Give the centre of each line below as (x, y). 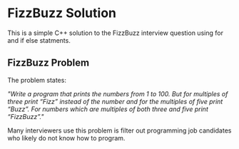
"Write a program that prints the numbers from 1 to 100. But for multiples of (118, 93)
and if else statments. (39, 40)
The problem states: (37, 80)
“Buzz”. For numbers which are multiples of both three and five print (108, 109)
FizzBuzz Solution (62, 13)
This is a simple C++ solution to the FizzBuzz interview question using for (115, 33)
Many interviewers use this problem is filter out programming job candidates (119, 130)
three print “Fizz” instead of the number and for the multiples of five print (115, 101)
